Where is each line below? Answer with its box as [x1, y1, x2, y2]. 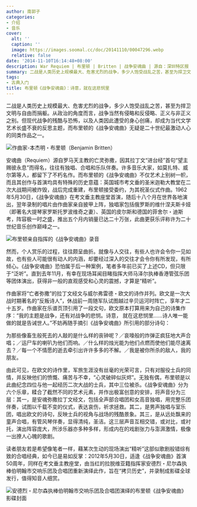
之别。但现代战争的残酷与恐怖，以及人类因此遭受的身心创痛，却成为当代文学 [6, 117, 191, 124]
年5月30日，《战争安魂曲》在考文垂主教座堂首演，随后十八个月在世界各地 [6, 193, 183, 200]
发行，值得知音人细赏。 [6, 475, 63, 482]
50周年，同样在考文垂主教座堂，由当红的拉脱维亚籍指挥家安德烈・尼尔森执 [6, 460, 188, 467]
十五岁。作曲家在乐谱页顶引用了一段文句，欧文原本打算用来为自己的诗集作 [6, 304, 186, 312]
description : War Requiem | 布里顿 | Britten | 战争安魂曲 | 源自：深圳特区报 [6, 63, 189, 69]
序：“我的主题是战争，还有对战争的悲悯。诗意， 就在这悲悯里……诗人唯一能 [6, 312, 189, 319]
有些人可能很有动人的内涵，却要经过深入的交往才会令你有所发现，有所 [21, 255, 191, 262]
